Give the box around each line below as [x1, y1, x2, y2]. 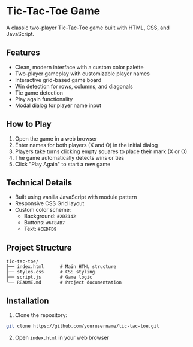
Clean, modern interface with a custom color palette [14, 63, 144, 71]
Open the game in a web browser [14, 135, 98, 142]
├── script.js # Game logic [6, 274, 93, 281]
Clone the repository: [14, 312, 68, 318]
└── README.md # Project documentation [6, 279, 122, 285]
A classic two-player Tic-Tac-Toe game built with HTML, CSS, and [6, 24, 170, 31]
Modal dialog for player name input [14, 102, 102, 109]
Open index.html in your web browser [14, 334, 109, 341]
